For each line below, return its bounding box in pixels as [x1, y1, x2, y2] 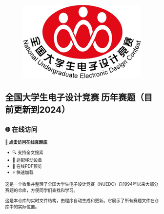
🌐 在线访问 [5, 125, 38, 134]
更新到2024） [14, 104, 70, 116]
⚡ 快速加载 [12, 169, 34, 175]
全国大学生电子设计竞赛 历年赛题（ [5, 92, 144, 103]
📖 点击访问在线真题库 [5, 139, 48, 145]
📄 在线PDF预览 [12, 163, 42, 169]
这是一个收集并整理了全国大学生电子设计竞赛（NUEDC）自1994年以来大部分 [5, 181, 159, 187]
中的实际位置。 [9, 204, 40, 209]
